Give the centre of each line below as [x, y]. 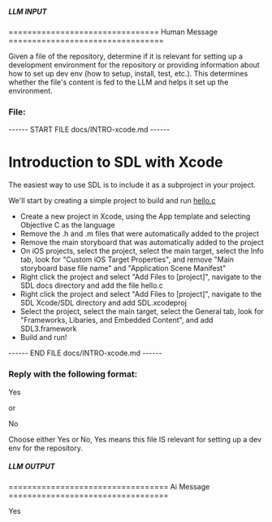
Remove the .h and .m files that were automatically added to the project [140, 234]
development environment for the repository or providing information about [134, 64]
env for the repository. [45, 448]
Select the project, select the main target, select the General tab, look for [142, 311]
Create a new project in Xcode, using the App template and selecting [135, 216]
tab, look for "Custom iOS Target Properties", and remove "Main [127, 259]
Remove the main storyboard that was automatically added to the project [142, 242]
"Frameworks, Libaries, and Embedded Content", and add [117, 320]
